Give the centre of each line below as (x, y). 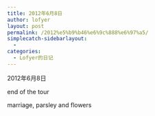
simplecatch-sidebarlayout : (47, 39)
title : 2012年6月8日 (35, 13)
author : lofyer (29, 20)
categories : (24, 52)
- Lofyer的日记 (33, 58)
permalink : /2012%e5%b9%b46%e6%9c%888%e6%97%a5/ (78, 32)
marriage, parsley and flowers (49, 105)
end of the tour (28, 91)
